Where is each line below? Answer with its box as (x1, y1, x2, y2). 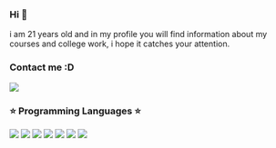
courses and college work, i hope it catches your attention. (9, 38, 230, 49)
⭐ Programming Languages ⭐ (9, 104, 141, 117)
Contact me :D (9, 61, 75, 74)
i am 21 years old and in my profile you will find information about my (9, 29, 268, 40)
